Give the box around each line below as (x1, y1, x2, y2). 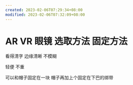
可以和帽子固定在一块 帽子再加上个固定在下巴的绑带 (5, 74, 113, 81)
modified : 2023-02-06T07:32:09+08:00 (5, 12, 85, 17)
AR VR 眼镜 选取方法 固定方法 (5, 35, 128, 47)
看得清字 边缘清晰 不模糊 (5, 53, 57, 59)
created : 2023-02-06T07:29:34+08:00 (5, 7, 83, 13)
